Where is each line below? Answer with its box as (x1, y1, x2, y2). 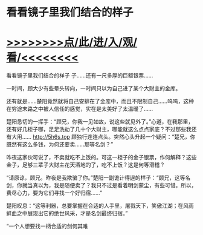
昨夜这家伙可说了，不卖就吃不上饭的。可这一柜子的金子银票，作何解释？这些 (6, 154, 197, 161)
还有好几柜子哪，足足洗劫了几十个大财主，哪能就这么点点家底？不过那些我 (6, 125, 192, 133)
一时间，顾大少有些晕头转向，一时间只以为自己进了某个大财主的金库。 (6, 85, 181, 92)
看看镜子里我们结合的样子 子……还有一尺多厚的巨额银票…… (6, 72, 153, 79)
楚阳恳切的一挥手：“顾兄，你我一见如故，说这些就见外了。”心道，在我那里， (6, 118, 194, 125)
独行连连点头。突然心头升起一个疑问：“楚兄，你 (76, 133, 196, 141)
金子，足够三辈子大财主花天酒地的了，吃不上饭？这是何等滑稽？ (6, 161, 165, 168)
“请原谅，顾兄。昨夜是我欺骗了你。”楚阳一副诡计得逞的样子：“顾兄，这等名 (6, 174, 191, 182)
